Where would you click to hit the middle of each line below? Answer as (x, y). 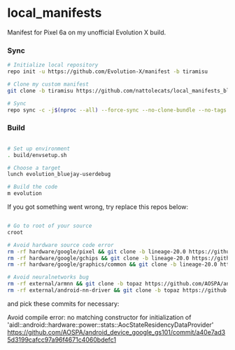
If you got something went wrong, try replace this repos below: (98, 207)
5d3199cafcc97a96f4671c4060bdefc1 (62, 339)
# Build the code (33, 187)
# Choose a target (34, 168)
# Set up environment (39, 149)
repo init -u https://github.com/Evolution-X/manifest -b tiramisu (108, 72)
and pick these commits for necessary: (63, 304)
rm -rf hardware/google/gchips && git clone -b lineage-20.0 (98, 258)
